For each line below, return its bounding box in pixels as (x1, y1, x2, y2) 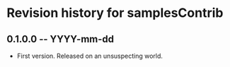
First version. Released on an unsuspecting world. (16, 51, 163, 60)
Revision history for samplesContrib (6, 5, 224, 21)
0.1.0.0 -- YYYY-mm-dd (6, 33, 115, 45)
